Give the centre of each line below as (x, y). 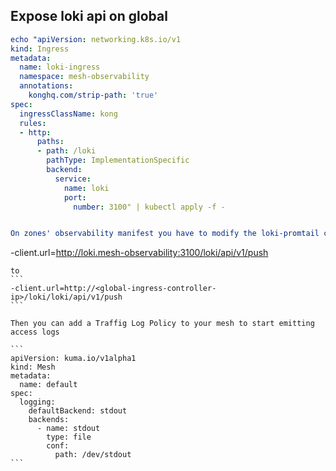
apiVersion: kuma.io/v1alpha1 (73, 359)
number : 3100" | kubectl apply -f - (149, 207)
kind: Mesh (33, 367)
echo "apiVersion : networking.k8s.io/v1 (96, 39)
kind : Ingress (40, 49)
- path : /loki (66, 151)
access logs (35, 332)
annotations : (46, 86)
